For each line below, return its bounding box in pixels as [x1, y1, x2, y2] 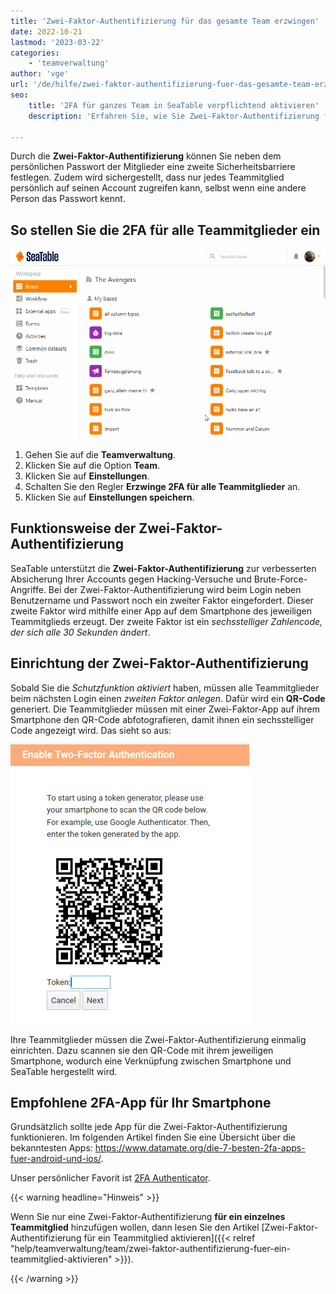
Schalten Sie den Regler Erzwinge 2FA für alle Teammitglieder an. [24, 480, 301, 492]
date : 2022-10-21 [10, 26, 83, 37]
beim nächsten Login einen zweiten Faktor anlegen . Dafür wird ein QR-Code [10, 692, 326, 704]
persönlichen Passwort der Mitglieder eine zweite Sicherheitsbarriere [10, 161, 296, 173]
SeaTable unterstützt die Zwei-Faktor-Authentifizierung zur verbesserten [10, 562, 317, 574]
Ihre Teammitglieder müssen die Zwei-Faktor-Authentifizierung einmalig [10, 1033, 307, 1045]
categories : [10, 48, 60, 58]
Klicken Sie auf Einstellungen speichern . [24, 491, 195, 503]
